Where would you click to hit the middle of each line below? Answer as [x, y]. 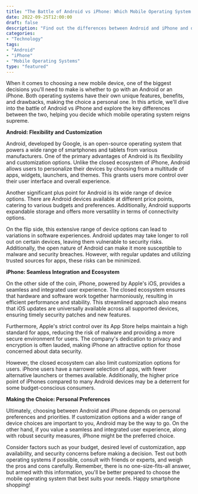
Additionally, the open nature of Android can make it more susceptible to [94, 248]
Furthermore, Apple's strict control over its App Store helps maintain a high [97, 326]
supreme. [18, 121]
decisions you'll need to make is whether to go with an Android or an [89, 90]
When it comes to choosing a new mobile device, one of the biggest [89, 83]
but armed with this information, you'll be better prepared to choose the [93, 472]
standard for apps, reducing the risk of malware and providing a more [90, 333]
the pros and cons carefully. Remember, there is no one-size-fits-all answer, [98, 466]
